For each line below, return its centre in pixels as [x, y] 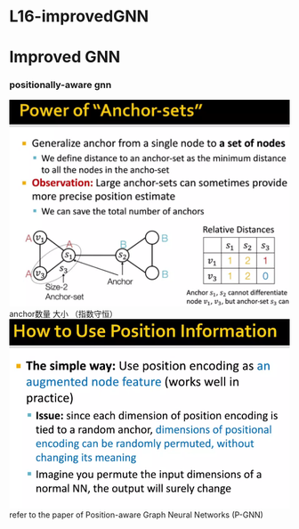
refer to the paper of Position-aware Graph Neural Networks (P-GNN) [137, 515]
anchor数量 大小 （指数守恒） [63, 313]
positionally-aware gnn [61, 85]
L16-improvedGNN [79, 16]
